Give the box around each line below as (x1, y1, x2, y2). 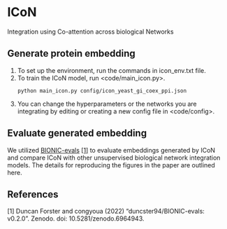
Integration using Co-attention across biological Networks (7, 27, 174, 36)
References (7, 188, 59, 200)
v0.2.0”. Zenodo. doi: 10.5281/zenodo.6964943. (7, 214, 145, 223)
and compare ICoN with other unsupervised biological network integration (7, 153, 221, 162)
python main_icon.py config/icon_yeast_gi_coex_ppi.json (17, 87, 187, 95)
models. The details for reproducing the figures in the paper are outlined (7, 160, 215, 169)
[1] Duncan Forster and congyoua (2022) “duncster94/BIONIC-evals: (7, 207, 205, 216)
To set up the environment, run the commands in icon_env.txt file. (17, 66, 206, 74)
